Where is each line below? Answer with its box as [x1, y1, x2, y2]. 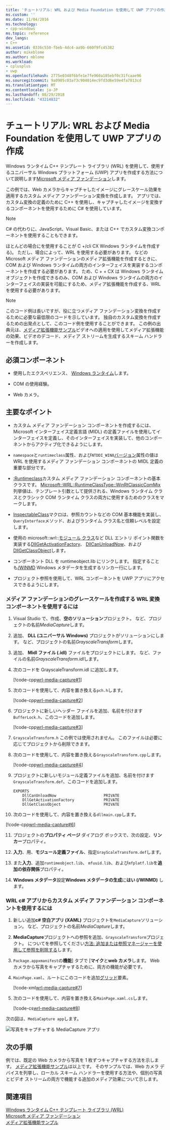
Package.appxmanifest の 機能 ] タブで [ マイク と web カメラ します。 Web [13, 958, 160, 964]
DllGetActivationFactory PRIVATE [22, 798, 120, 803]
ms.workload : [6, 59, 33, 64]
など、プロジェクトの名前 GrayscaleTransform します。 [23, 639, 136, 645]
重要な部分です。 [13, 464, 48, 470]
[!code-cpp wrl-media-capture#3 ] [13, 724, 83, 730]
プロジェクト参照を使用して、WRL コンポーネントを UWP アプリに [13, 575, 152, 581]
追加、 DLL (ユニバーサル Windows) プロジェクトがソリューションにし [13, 633, 160, 639]
